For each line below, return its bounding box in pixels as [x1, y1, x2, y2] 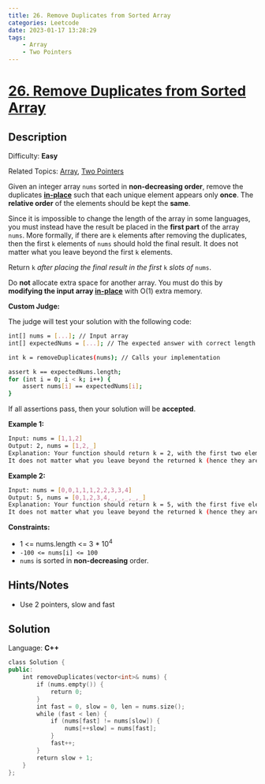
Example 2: [8, 471, 46, 480]
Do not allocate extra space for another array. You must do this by [8, 278, 223, 287]
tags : [8, 33, 26, 42]
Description [8, 130, 67, 144]
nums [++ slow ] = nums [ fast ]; [64, 725, 157, 733]
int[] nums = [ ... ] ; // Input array [8, 332, 129, 340]
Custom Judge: [8, 301, 61, 311]
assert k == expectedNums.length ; [8, 368, 122, 375]
